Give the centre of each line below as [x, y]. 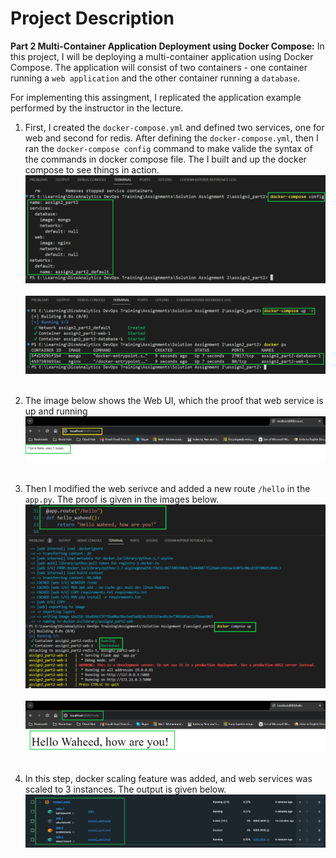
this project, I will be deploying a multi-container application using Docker [162, 56]
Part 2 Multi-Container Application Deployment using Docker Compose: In [167, 46]
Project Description [92, 18]
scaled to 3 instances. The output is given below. [125, 789]
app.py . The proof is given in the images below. [122, 499]
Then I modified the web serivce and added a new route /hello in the [167, 488]
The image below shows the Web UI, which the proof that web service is [174, 401]
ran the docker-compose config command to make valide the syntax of [168, 148]
